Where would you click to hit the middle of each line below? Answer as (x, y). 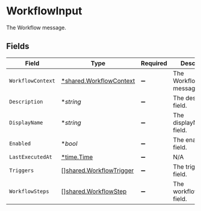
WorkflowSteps (29, 191)
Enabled (20, 143)
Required (154, 63)
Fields (18, 46)
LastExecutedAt (31, 157)
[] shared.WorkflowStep (94, 191)
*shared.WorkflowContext (98, 81)
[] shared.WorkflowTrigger (97, 170)
